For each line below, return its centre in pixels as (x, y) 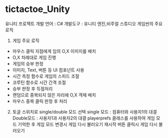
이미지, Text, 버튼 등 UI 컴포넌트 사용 (48, 70)
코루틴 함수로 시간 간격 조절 (39, 82)
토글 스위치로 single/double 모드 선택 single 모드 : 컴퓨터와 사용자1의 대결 (85, 111)
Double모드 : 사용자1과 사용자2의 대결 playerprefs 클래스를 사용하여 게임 (83, 118)
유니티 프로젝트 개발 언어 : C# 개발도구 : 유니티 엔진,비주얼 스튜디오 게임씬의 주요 (84, 23)
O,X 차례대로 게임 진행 (34, 57)
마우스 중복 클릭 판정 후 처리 (40, 101)
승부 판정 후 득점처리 (32, 88)
